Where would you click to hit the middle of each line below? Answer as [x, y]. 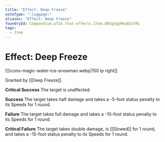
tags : [11, 28]
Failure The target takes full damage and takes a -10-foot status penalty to [81, 114]
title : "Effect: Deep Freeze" [36, 10]
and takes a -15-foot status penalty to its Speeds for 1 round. [67, 134]
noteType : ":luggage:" [28, 14]
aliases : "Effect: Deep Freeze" [38, 19]
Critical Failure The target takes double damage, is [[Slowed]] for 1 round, [80, 129]
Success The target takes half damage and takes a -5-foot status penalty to [82, 99]
